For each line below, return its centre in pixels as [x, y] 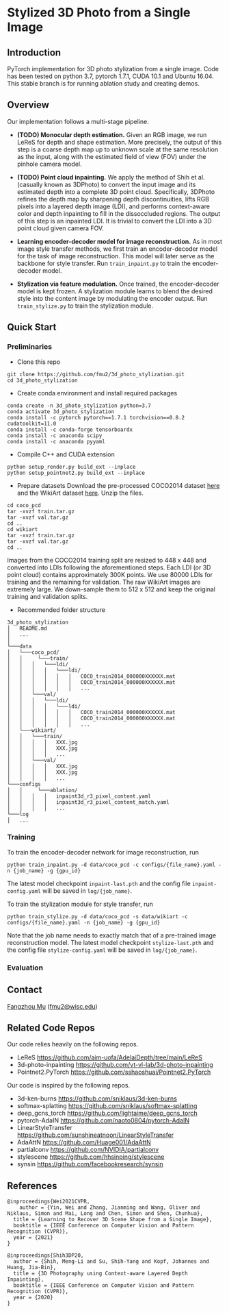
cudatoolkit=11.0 [32, 424]
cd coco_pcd [24, 505]
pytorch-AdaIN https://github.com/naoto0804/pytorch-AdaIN [103, 1120]
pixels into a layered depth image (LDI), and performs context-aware [113, 206]
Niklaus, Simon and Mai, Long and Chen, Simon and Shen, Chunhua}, [105, 1214]
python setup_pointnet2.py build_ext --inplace [76, 473]
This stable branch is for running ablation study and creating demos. [103, 83]
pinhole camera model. [49, 164]
